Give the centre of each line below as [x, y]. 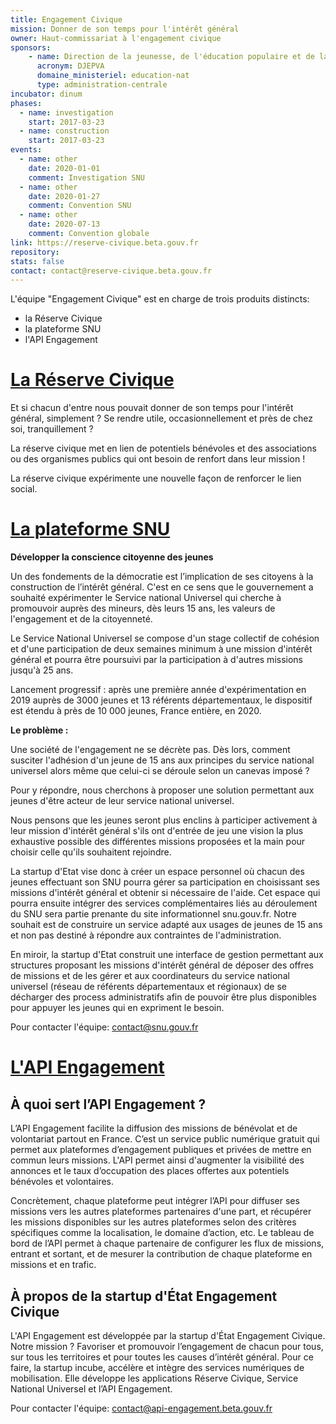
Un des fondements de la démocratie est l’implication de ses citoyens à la [162, 577]
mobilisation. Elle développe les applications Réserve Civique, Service [154, 1378]
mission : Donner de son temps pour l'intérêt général [125, 29]
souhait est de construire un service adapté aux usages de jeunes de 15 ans [166, 925]
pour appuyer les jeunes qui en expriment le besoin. [117, 1008]
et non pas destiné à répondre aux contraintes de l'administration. [146, 935]
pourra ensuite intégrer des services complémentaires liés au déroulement [164, 903]
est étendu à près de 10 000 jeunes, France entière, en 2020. [136, 711]
